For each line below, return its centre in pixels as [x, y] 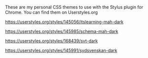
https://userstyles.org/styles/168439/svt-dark [52, 41]
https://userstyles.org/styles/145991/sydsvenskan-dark [61, 50]
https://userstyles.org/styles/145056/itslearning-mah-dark [64, 22]
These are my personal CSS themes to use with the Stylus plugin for [74, 7]
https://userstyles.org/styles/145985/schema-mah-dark [62, 31]
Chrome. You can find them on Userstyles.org [52, 12]
